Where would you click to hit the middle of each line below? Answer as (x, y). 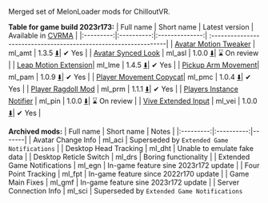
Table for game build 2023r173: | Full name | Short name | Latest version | (131, 27)
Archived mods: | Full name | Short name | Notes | (92, 131)
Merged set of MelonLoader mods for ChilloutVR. (89, 12)
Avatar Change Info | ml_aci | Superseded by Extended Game (131, 140)
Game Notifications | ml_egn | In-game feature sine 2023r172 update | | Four (134, 165)
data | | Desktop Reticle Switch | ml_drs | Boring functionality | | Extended (129, 157)
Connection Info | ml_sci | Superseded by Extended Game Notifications (126, 191)
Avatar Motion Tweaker (213, 44)
